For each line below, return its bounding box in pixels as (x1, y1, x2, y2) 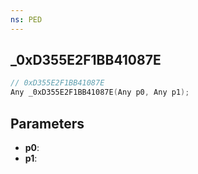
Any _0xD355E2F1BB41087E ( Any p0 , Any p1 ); (10, 87, 190, 98)
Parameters (10, 115, 85, 132)
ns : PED (10, 14, 43, 25)
